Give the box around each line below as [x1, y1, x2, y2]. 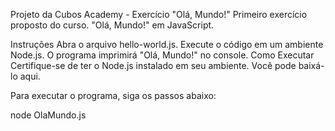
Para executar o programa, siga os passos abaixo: [10, 90, 217, 101]
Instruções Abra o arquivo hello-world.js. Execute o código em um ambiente [10, 39, 324, 50]
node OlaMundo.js [10, 109, 87, 121]
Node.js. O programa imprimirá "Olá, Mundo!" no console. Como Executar [10, 49, 315, 61]
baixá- [298, 60, 325, 71]
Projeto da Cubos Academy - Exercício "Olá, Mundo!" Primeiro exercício [10, 9, 308, 20]
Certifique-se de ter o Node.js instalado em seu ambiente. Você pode [10, 60, 297, 71]
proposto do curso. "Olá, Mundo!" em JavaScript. [10, 19, 215, 31]
